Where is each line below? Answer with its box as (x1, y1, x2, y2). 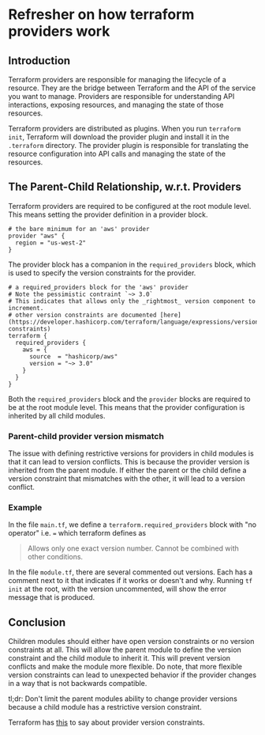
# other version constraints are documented (8, 311, 157, 319)
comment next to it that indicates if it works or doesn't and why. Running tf (8, 576, 253, 585)
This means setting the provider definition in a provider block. (8, 210, 208, 219)
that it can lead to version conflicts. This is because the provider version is (8, 457, 250, 467)
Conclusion (8, 616, 66, 629)
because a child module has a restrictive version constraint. (8, 703, 203, 712)
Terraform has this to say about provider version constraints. (8, 718, 205, 727)
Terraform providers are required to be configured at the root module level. (8, 201, 252, 210)
